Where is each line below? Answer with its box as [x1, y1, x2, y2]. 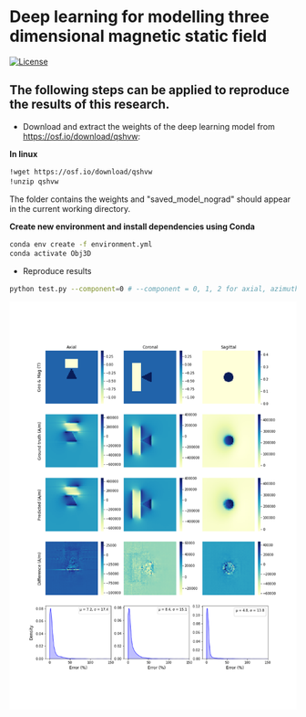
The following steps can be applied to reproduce [9, 82, 290, 98]
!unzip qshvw [9, 176, 59, 186]
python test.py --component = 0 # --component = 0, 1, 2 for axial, [9, 285, 267, 294]
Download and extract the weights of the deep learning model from [22, 121, 276, 132]
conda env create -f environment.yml [9, 239, 153, 248]
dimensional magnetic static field [9, 26, 267, 47]
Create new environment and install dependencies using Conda [9, 221, 255, 232]
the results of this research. [9, 97, 170, 112]
